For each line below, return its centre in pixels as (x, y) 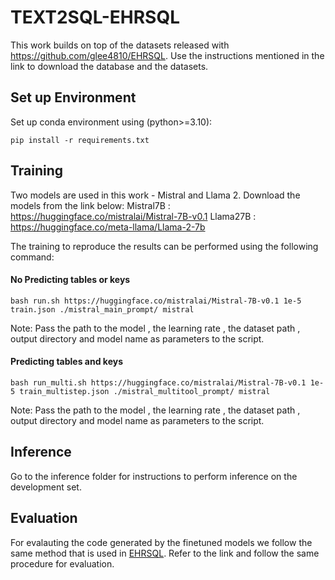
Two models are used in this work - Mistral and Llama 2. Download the (155, 195)
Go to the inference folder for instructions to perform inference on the (154, 476)
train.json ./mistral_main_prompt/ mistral (102, 309)
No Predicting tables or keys (70, 280)
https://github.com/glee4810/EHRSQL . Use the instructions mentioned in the (167, 55)
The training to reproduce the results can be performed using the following (164, 246)
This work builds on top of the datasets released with (120, 45)
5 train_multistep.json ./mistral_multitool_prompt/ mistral (140, 391)
